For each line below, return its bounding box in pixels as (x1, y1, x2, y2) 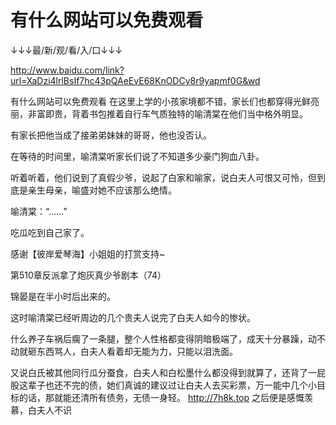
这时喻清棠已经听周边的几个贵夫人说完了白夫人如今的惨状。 (10, 311, 256, 323)
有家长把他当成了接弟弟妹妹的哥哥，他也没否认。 (10, 129, 212, 141)
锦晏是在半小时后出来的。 (10, 290, 116, 302)
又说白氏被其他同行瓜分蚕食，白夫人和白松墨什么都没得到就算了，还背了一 (10, 366, 317, 378)
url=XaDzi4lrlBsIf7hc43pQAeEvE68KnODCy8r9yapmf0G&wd (10, 74, 261, 86)
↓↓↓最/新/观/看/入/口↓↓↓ (10, 44, 123, 56)
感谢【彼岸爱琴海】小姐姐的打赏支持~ (10, 247, 166, 260)
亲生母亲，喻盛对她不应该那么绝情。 (27, 184, 177, 196)
